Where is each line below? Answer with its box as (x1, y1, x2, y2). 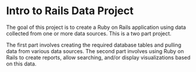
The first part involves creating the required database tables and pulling (6, 41, 182, 48)
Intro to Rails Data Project (6, 4, 134, 18)
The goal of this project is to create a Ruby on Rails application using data (6, 24, 186, 31)
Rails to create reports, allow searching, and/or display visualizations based (6, 54, 191, 61)
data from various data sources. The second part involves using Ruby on (6, 47, 184, 54)
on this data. (6, 60, 37, 67)
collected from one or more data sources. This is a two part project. (6, 30, 172, 37)
